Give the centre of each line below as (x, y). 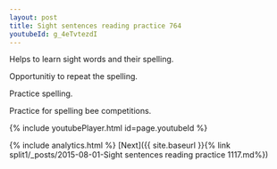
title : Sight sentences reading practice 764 (95, 26)
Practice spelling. (41, 93)
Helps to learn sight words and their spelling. (92, 60)
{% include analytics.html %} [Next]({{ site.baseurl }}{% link (120, 145)
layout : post (34, 17)
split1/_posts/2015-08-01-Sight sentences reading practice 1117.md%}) (139, 155)
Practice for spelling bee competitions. (80, 111)
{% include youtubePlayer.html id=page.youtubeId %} (109, 128)
